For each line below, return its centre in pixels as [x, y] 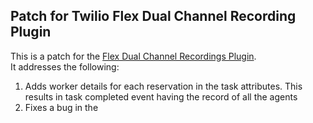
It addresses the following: [65, 66]
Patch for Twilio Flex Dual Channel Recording [153, 16]
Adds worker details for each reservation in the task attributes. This [163, 86]
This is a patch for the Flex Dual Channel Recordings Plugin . [133, 56]
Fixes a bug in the [61, 107]
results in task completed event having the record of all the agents [161, 96]
